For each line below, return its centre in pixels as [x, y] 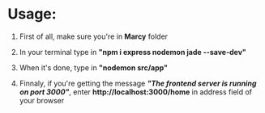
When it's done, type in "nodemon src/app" [93, 67]
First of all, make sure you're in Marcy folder [93, 36]
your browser [42, 100]
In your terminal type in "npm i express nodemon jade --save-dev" [132, 52]
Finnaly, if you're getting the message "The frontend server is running [138, 83]
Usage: [32, 14]
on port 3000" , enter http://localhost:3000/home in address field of [136, 92]
